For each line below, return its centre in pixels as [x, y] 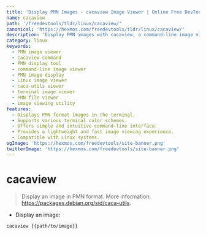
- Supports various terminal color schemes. [70, 120]
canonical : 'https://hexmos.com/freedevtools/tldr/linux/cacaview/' [96, 29]
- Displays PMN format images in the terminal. [74, 115]
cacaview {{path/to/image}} [42, 226]
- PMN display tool [37, 63]
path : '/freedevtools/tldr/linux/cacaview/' [64, 23]
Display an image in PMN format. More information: [86, 196]
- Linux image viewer [40, 80]
